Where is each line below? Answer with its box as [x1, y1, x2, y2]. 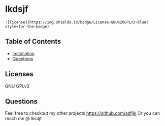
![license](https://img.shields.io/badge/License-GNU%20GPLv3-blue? [5, 20, 149, 25]
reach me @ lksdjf [5, 116, 42, 122]
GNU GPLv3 [5, 83, 30, 89]
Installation [12, 50, 35, 56]
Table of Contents [5, 37, 62, 46]
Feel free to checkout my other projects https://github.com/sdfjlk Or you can [5, 110, 160, 116]
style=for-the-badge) [5, 24, 50, 29]
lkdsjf [5, 3, 29, 15]
